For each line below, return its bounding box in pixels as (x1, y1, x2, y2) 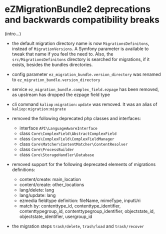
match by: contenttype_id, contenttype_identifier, (19, 202, 121, 208)
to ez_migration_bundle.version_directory (11, 76, 100, 82)
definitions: (11, 166, 35, 172)
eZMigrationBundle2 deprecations (4, 3, 151, 15)
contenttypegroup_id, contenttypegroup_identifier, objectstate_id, (19, 208, 155, 214)
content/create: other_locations (19, 181, 84, 187)
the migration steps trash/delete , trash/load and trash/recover (11, 223, 144, 229)
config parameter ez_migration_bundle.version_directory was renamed (11, 71, 161, 77)
